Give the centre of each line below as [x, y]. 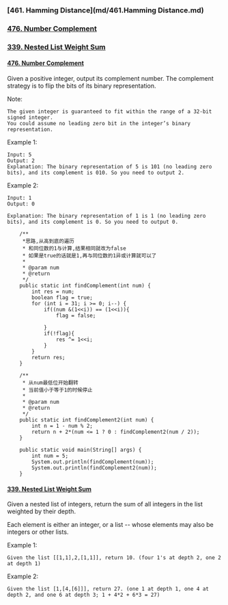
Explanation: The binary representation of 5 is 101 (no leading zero [110, 166]
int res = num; [53, 292]
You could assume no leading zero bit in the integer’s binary [99, 123]
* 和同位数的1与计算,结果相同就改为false [74, 248]
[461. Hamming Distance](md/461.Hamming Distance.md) [106, 10]
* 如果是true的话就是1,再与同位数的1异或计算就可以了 [89, 255]
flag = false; [76, 316]
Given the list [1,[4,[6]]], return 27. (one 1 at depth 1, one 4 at [108, 589]
